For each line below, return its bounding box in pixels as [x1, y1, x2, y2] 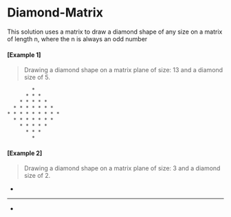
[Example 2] [7, 149, 43, 157]
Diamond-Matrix [7, 5, 103, 21]
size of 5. [23, 73, 50, 82]
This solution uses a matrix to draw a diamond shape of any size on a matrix [7, 27, 223, 36]
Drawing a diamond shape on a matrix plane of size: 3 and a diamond [23, 164, 221, 172]
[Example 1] [7, 50, 41, 59]
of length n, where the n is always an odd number [7, 34, 148, 43]
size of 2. [23, 172, 51, 180]
